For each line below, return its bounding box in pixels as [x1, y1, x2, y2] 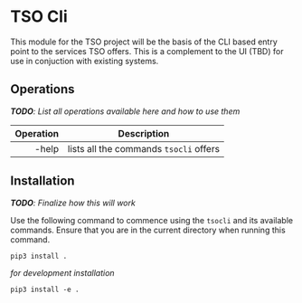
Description [118, 127, 170, 139]
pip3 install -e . [10, 285, 80, 294]
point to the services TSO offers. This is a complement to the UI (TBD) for [10, 45, 284, 56]
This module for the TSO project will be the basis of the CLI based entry [10, 36, 278, 47]
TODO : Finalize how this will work [10, 197, 137, 208]
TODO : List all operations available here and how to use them [10, 106, 241, 117]
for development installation [10, 267, 116, 278]
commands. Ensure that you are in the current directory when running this [10, 224, 286, 235]
